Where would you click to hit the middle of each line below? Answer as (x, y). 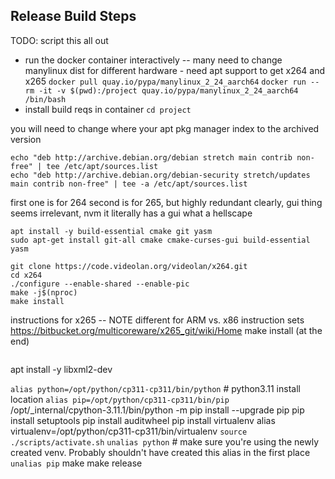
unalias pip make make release (76, 463)
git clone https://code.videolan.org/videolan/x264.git (129, 266)
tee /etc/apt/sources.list (102, 166)
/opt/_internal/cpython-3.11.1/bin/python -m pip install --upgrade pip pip (157, 410)
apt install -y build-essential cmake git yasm (111, 231)
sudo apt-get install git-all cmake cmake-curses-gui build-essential (160, 240)
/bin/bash (45, 99)
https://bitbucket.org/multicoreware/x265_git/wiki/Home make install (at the (166, 330)
